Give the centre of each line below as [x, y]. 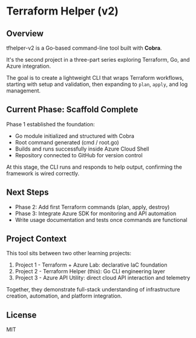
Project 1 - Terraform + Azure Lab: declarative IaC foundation [91, 265]
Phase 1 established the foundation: [51, 124]
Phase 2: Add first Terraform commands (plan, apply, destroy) [92, 207]
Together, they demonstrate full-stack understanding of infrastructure [93, 290]
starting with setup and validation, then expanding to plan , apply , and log [97, 84]
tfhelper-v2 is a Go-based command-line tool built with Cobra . [84, 48]
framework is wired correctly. [43, 173]
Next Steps [28, 193]
